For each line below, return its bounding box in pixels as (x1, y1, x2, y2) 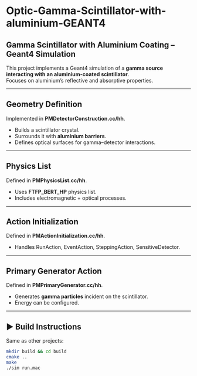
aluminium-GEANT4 (6, 16, 106, 30)
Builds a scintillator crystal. (14, 126, 80, 133)
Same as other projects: (6, 337, 64, 344)
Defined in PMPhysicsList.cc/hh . (6, 177, 87, 184)
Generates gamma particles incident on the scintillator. (14, 293, 148, 300)
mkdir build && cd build (6, 348, 67, 355)
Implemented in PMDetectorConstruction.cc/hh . (6, 115, 125, 122)
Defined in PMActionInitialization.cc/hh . (6, 233, 106, 240)
